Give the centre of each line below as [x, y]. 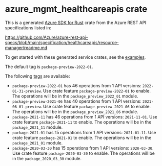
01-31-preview [26, 91]
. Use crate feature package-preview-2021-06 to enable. [96, 106]
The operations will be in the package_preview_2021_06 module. [75, 112]
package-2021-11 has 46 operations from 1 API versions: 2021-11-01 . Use [85, 117]
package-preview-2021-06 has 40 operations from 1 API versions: [77, 101]
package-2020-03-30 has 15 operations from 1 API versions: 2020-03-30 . [83, 148]
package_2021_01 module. [37, 142]
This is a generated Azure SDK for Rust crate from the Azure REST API [76, 23]
